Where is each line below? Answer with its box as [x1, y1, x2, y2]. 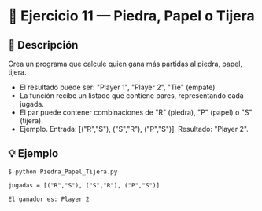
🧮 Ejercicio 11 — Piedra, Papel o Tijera [8, 7, 256, 25]
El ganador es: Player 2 [8, 195, 90, 203]
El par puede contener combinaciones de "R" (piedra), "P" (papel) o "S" [19, 107, 253, 117]
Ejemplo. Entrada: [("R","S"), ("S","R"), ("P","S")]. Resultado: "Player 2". [19, 125, 249, 133]
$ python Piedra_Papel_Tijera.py [8, 168, 118, 176]
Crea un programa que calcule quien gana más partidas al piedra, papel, [8, 59, 242, 68]
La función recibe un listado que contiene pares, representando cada [19, 91, 244, 100]
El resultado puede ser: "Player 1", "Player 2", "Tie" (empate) [19, 82, 216, 92]
